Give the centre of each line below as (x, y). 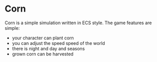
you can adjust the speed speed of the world (58, 43)
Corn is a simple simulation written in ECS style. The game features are (78, 23)
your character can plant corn (43, 38)
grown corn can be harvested (43, 54)
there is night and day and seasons (48, 48)
